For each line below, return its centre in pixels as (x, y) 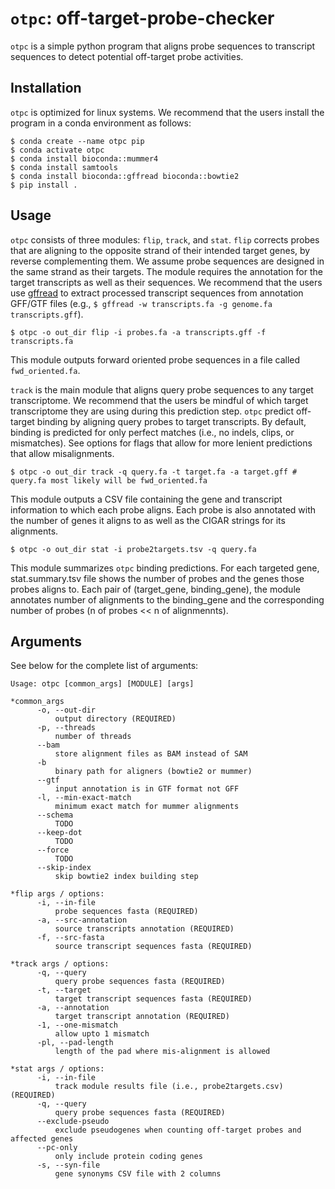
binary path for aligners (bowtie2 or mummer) (153, 772)
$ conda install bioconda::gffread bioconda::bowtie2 (125, 176)
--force (53, 850)
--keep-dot (59, 833)
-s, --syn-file (68, 1165)
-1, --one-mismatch (77, 1025)
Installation (46, 88)
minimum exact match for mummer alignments (147, 807)
